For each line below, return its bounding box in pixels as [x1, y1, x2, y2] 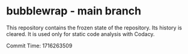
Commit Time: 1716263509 [6, 42, 73, 49]
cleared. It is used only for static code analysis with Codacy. [6, 30, 155, 37]
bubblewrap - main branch [6, 4, 142, 18]
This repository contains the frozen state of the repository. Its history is [6, 24, 182, 31]
